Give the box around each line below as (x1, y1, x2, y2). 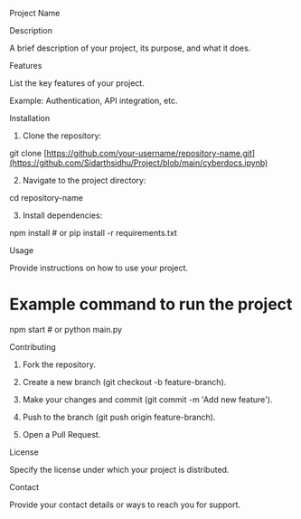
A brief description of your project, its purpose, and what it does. (9, 42, 251, 53)
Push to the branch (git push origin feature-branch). (22, 411, 216, 422)
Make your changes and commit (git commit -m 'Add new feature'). (22, 393, 273, 405)
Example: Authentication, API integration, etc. (9, 95, 178, 106)
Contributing (9, 341, 56, 352)
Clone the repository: (22, 130, 102, 141)
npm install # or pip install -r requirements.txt (9, 228, 178, 238)
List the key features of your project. (9, 78, 145, 89)
